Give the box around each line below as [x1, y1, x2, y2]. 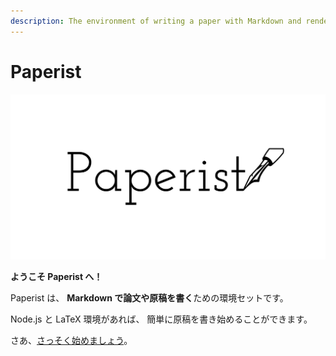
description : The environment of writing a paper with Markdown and [10, 16, 302, 26]
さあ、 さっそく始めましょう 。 [10, 334, 133, 346]
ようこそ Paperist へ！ [10, 270, 103, 282]
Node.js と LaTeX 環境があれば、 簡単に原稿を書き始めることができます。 [10, 313, 313, 325]
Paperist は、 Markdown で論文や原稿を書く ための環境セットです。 [10, 291, 289, 304]
